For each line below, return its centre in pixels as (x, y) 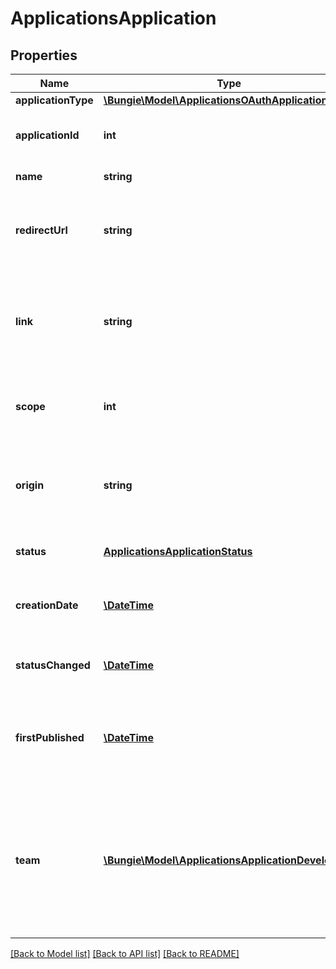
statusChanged (53, 665)
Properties (44, 55)
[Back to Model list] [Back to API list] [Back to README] (125, 953)
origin (30, 485)
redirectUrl (41, 230)
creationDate (47, 605)
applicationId (47, 135)
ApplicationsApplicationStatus (178, 551)
